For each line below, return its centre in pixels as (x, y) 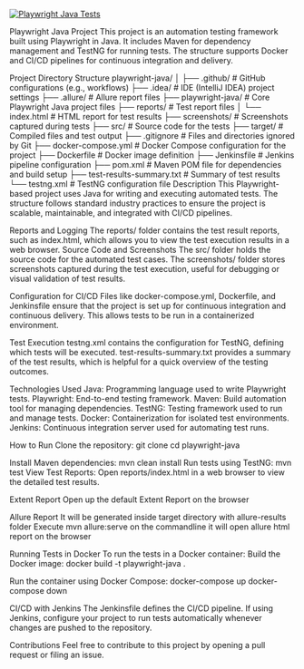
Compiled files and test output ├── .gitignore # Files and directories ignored (152, 136)
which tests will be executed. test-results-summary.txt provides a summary (150, 352)
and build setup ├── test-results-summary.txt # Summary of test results (145, 174)
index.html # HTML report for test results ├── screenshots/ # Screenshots (149, 116)
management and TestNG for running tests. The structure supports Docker (149, 51)
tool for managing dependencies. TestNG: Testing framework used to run (146, 408)
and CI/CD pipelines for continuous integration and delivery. (121, 60)
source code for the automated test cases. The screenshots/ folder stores (147, 259)
